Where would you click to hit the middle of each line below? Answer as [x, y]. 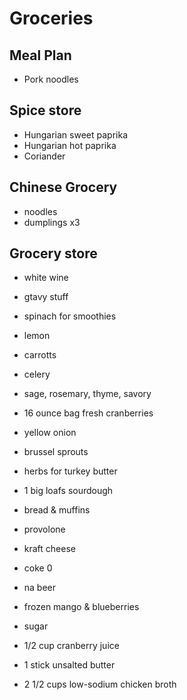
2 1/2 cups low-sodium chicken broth [100, 684]
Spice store [45, 110]
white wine [46, 278]
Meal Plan [40, 55]
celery [37, 374]
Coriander [44, 156]
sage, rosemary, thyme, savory [87, 394]
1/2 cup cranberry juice [71, 646]
